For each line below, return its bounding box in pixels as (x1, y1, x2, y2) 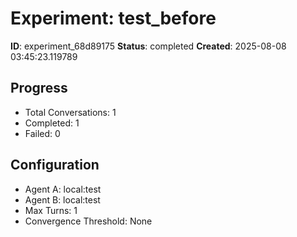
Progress (10, 80, 68, 97)
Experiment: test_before (10, 7, 217, 30)
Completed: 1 (24, 117, 80, 129)
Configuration (10, 157, 100, 174)
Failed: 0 (24, 127, 61, 139)
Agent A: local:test (24, 183, 102, 195)
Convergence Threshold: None (24, 215, 153, 227)
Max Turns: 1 (24, 204, 78, 216)
